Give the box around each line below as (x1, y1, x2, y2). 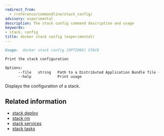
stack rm (12, 116, 30, 121)
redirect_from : (5, 7, 36, 12)
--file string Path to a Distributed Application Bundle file (18, 70, 156, 75)
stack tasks (12, 126, 36, 132)
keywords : (5, 25, 25, 30)
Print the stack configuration (5, 57, 69, 61)
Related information (5, 97, 67, 105)
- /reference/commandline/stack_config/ (9, 12, 93, 17)
